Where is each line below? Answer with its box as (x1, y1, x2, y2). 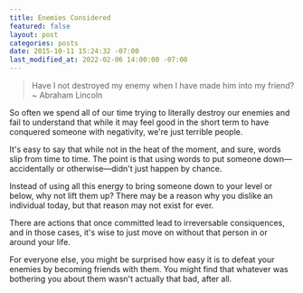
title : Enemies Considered (9, 13, 111, 23)
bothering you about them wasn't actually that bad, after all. (9, 273, 232, 284)
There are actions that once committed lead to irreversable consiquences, (9, 218, 285, 228)
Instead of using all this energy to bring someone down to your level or (9, 181, 273, 191)
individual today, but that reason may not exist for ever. (9, 200, 214, 211)
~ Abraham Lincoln (31, 90, 103, 100)
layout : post (9, 30, 59, 39)
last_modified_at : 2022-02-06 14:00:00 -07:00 (9, 55, 188, 64)
